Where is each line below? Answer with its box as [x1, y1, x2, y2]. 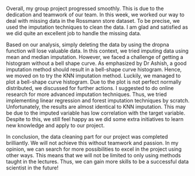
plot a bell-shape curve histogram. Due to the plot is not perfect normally [6, 78, 182, 85]
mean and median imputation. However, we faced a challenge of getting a [6, 54, 184, 60]
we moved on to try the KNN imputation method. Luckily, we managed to [6, 73, 181, 79]
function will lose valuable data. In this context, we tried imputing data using [6, 47, 189, 54]
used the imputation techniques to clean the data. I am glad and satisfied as [6, 23, 189, 30]
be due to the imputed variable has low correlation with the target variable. [6, 109, 186, 116]
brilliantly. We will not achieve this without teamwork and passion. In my [6, 140, 179, 146]
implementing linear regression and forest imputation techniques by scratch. [6, 97, 190, 104]
